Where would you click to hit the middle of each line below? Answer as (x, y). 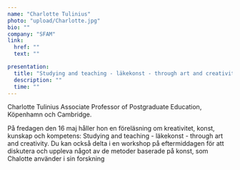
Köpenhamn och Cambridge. (50, 114)
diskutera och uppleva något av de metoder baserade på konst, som (108, 151)
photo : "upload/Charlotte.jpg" (54, 21)
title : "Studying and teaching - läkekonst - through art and (108, 73)
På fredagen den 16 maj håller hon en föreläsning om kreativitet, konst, (111, 129)
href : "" (27, 47)
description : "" (38, 80)
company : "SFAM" (31, 34)
